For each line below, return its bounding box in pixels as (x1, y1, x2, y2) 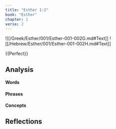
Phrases (5, 91, 23, 97)
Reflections (5, 117, 43, 125)
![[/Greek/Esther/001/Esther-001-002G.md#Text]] (5, 35, 109, 41)
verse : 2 (5, 21, 24, 27)
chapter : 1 (5, 17, 28, 22)
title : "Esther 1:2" (5, 7, 49, 13)
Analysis (5, 65, 34, 74)
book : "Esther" (5, 12, 37, 17)
